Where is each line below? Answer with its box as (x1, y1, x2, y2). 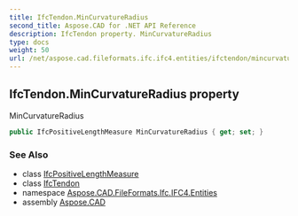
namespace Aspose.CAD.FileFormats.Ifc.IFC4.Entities (21, 187, 217, 197)
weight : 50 (9, 46, 50, 55)
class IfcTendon (21, 178, 80, 189)
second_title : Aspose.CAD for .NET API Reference (9, 21, 197, 30)
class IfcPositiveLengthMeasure (21, 168, 139, 179)
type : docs (9, 37, 50, 47)
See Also (9, 148, 49, 160)
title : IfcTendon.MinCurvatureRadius (9, 12, 149, 22)
